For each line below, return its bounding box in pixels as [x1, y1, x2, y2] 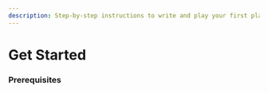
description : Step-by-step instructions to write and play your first [8, 11, 248, 20]
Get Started [8, 45, 86, 64]
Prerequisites [8, 74, 61, 85]
